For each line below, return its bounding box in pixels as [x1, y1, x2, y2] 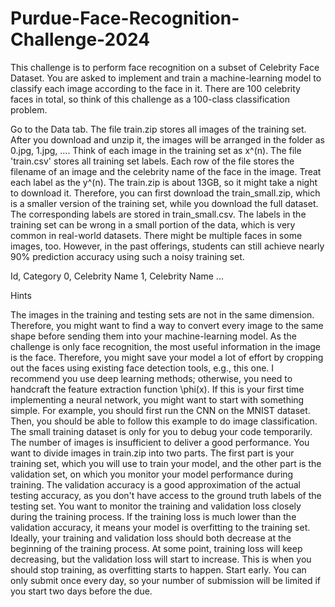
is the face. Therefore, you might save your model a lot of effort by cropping [10, 351, 324, 363]
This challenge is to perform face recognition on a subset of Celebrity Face [10, 61, 320, 73]
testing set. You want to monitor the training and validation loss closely [10, 500, 302, 512]
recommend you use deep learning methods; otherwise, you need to [10, 372, 293, 384]
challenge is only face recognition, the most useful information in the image [10, 340, 322, 352]
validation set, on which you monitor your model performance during [10, 468, 294, 480]
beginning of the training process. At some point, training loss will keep [10, 542, 303, 554]
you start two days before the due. [10, 585, 153, 597]
